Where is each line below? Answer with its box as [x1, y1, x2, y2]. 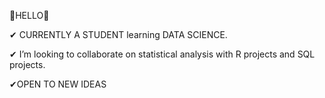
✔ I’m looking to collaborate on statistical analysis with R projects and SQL [9, 48, 316, 60]
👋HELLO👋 [9, 10, 50, 21]
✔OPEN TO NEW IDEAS [9, 78, 107, 90]
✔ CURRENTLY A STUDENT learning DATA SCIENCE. [9, 29, 228, 40]
